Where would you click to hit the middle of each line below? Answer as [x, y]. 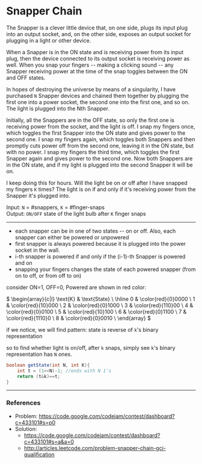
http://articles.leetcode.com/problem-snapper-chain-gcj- [95, 448]
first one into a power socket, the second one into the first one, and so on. [98, 102]
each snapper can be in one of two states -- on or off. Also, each [95, 231]
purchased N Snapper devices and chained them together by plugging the [97, 96]
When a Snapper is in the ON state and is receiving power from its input [95, 52]
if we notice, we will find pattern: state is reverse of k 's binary [82, 329]
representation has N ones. [39, 354]
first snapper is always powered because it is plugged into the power [100, 243]
